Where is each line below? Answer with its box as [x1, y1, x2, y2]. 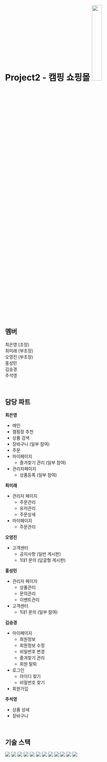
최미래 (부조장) [5, 347, 33, 353]
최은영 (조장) [5, 341, 29, 347]
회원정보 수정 [19, 642, 45, 648]
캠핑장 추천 [12, 428, 34, 434]
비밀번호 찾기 [19, 679, 45, 685]
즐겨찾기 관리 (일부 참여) [19, 460, 66, 466]
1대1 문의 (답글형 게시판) [19, 557, 66, 563]
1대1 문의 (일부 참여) [19, 609, 58, 615]
